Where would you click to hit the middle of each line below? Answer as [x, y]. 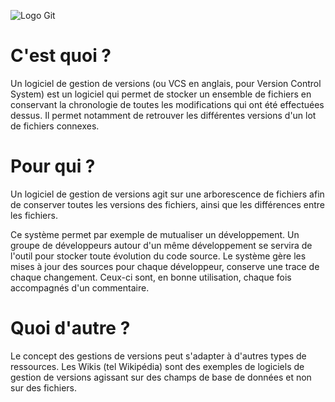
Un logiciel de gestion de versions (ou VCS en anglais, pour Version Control [166, 83]
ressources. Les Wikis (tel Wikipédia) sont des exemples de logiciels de [157, 366]
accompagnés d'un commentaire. [80, 287]
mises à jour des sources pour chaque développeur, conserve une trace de [165, 266]
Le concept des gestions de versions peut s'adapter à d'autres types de [158, 356]
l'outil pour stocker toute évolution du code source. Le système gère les [158, 256]
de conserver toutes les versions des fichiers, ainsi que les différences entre [167, 204]
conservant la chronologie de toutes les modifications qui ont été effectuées [167, 104]
